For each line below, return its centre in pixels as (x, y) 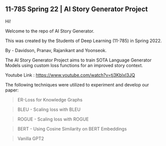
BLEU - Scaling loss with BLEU (49, 109)
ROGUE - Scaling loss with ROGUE (53, 119)
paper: (12, 90)
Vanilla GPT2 (30, 138)
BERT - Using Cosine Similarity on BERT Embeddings (72, 128)
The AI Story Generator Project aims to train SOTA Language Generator (78, 60)
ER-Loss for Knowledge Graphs (50, 99)
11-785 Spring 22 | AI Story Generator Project (76, 9)
